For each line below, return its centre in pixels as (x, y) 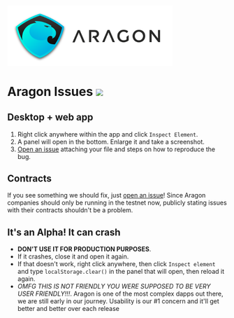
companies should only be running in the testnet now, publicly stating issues (117, 203)
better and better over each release (68, 309)
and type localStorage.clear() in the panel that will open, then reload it (121, 272)
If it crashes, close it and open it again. (73, 256)
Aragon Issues (50, 91)
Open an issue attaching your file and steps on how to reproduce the (116, 149)
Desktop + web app (50, 117)
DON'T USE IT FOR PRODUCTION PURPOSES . (84, 249)
